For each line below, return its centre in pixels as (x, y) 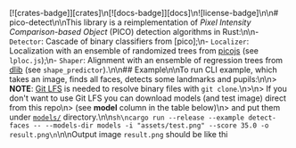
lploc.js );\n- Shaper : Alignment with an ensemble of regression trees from (146, 60)
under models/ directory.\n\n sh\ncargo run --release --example (127, 117)
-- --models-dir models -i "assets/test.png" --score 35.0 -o (151, 126)
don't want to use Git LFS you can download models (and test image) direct (148, 98)
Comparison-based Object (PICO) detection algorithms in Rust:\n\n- (134, 32)
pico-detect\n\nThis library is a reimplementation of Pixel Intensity (130, 22)
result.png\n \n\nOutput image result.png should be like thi (119, 134)
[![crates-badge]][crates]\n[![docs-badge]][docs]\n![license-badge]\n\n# (144, 13)
